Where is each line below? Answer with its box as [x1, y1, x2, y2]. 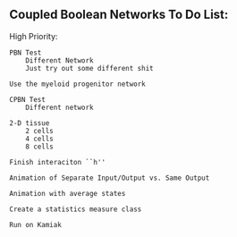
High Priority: [9, 30, 58, 41]
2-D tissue [9, 118, 50, 128]
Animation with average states [9, 189, 126, 198]
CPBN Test [9, 95, 47, 104]
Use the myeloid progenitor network [9, 80, 146, 89]
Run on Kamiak [9, 220, 63, 229]
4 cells [25, 134, 54, 143]
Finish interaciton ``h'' [9, 157, 106, 166]
